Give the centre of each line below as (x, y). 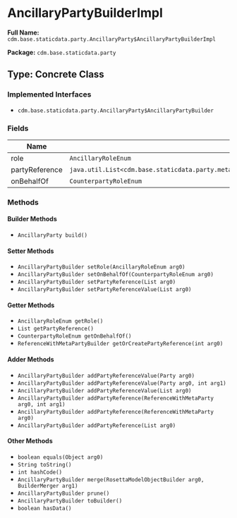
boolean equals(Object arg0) (60, 457)
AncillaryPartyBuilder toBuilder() (70, 501)
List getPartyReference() (55, 329)
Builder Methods (32, 219)
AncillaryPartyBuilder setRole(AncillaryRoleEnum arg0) (101, 267)
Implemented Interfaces (49, 94)
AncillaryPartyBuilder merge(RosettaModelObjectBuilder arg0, (111, 480)
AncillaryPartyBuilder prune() (63, 493)
